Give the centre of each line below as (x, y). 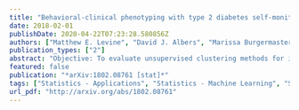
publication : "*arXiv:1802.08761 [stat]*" (89, 75)
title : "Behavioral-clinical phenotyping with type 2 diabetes (129, 17)
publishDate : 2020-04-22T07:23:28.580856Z (89, 34)
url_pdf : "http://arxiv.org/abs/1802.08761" (93, 91)
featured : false (39, 67)
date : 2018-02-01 (41, 26)
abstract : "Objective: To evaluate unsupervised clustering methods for (147, 59)
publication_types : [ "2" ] (57, 51)
